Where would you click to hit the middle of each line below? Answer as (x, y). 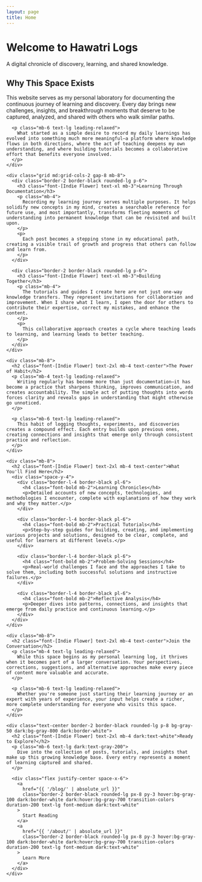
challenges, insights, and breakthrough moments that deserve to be (91, 111)
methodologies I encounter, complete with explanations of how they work (101, 498)
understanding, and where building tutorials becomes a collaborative (97, 149)
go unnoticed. (24, 403)
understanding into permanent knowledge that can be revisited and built (101, 218)
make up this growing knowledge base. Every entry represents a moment (98, 757)
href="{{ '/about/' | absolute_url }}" (72, 832)
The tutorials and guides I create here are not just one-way (102, 292)
